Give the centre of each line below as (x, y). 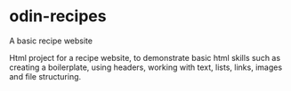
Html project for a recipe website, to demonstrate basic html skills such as (145, 57)
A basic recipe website (51, 41)
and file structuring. (45, 76)
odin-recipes (58, 16)
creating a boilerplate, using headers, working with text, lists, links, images (146, 67)
